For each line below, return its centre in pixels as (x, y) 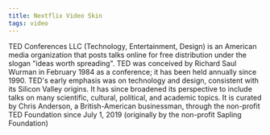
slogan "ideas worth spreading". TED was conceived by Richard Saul (123, 63)
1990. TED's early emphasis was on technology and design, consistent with (134, 80)
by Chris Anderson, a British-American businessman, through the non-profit (134, 106)
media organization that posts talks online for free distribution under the (128, 55)
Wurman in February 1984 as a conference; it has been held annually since (133, 72)
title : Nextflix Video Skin (56, 16)
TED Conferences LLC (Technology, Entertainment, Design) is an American (133, 46)
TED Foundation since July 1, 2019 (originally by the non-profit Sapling (125, 114)
